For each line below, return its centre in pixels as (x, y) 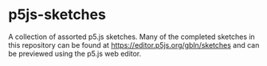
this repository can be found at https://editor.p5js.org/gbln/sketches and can (134, 45)
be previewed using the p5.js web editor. (75, 53)
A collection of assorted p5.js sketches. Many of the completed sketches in (132, 37)
